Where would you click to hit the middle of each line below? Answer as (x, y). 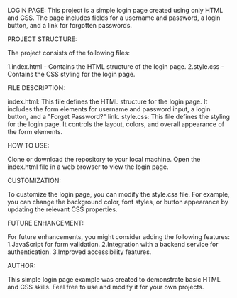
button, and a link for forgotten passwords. (70, 25)
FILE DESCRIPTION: (36, 88)
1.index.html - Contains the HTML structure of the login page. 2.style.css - (116, 66)
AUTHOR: (21, 266)
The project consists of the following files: (68, 53)
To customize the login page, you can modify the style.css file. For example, (118, 194)
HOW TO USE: (28, 145)
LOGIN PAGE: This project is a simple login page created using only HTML (115, 10)
